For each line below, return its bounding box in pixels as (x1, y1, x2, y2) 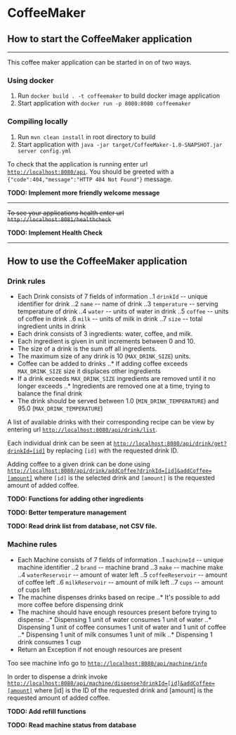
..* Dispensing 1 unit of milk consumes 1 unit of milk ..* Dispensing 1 (17, 630, 213, 639)
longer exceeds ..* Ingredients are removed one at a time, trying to (17, 382, 211, 391)
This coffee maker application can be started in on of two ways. (7, 58, 192, 66)
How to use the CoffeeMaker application (7, 255, 188, 267)
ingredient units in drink (17, 322, 86, 331)
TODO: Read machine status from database (7, 720, 137, 729)
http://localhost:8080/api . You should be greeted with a (7, 167, 174, 176)
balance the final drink (17, 389, 83, 398)
